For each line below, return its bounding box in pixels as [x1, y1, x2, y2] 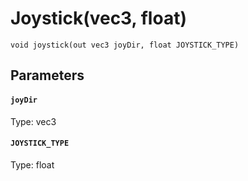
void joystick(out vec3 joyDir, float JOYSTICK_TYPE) [10, 40, 240, 50]
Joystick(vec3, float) [10, 7, 187, 30]
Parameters [10, 67, 85, 84]
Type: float [10, 158, 55, 171]
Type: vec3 [10, 115, 57, 127]
